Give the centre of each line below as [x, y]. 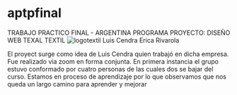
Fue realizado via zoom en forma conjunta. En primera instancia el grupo [113, 61]
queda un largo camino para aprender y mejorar [77, 84]
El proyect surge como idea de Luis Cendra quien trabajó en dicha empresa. [118, 54]
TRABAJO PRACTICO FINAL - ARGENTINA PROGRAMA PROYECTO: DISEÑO [119, 33]
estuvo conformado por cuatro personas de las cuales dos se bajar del [110, 69]
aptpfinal [35, 13]
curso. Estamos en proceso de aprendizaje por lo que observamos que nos [117, 77]
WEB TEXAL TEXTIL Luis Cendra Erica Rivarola [93, 40]
